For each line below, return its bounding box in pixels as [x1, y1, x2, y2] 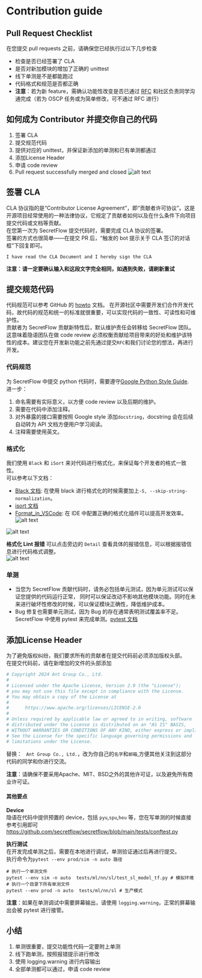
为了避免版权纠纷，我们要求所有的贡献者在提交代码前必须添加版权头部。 [6, 652, 185, 659]
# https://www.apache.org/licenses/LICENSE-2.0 [6, 705, 141, 711]
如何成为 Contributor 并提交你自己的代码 [6, 114, 158, 124]
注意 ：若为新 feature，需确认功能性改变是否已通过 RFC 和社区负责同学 [14, 88, 191, 94]
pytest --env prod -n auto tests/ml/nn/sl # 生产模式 [6, 887, 143, 893]
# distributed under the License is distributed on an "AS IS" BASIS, [6, 722, 187, 728]
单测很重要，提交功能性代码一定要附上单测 [14, 943, 121, 950]
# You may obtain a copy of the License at [6, 694, 117, 700]
